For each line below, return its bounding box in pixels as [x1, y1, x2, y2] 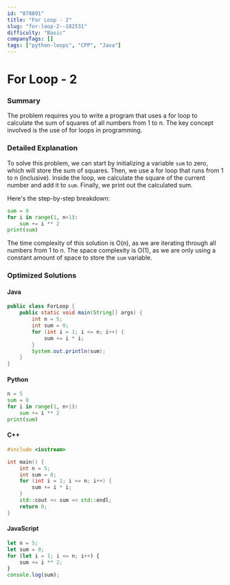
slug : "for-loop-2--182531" [7, 23, 88, 30]
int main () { [7, 458, 45, 466]
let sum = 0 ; [7, 546, 45, 553]
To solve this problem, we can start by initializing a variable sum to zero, [7, 159, 208, 167]
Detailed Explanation [7, 144, 78, 153]
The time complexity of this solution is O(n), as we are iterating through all [7, 239, 216, 247]
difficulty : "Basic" [7, 29, 67, 36]
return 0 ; [19, 503, 48, 510]
